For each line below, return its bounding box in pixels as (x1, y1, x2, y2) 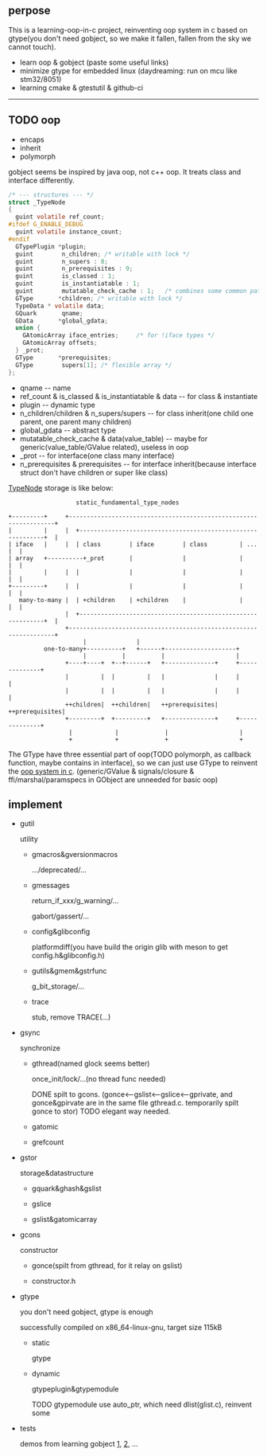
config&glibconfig (31, 927, 91, 937)
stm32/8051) (19, 74, 62, 84)
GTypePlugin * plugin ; (15, 242, 87, 251)
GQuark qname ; (15, 309, 83, 317)
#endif (8, 235, 30, 243)
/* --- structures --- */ (8, 190, 94, 199)
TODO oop (8, 113, 61, 127)
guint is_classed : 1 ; (15, 272, 115, 280)
